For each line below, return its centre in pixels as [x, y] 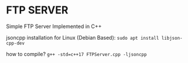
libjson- [172, 38]
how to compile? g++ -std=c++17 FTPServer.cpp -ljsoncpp [76, 54]
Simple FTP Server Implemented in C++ [54, 26]
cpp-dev [16, 43]
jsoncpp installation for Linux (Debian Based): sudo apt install [83, 37]
